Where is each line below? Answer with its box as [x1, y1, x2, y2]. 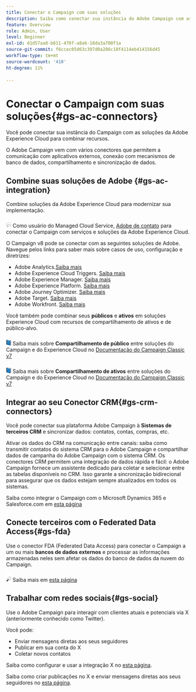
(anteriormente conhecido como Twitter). [6, 615, 105, 622]
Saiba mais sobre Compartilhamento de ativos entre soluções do [12, 368, 171, 375]
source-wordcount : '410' [6, 59, 66, 64]
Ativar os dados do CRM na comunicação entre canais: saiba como [6, 439, 167, 446]
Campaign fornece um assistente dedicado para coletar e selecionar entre [6, 464, 185, 471]
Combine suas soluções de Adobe [6, 176, 133, 186]
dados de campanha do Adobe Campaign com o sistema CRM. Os [6, 451, 165, 459]
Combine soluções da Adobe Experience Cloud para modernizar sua [6, 201, 171, 208]
